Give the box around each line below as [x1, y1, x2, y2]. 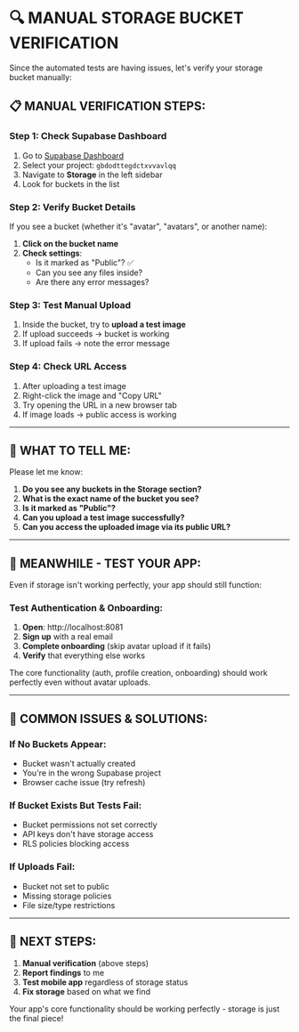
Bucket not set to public [21, 881, 109, 891]
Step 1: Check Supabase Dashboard [9, 130, 167, 142]
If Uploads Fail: [9, 861, 76, 874]
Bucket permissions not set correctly [21, 819, 158, 830]
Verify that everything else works [21, 650, 145, 661]
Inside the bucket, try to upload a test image [21, 319, 187, 330]
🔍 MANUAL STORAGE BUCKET [9, 8, 245, 28]
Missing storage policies [21, 890, 112, 901]
